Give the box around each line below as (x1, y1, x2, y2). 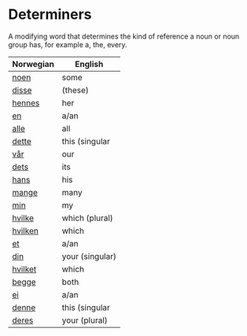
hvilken (12, 225, 39, 236)
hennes (12, 97, 40, 108)
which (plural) (61, 212, 114, 223)
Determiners (8, 6, 92, 24)
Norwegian (12, 58, 55, 69)
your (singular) (61, 250, 116, 261)
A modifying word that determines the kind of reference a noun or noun (8, 31, 240, 41)
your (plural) (61, 315, 108, 326)
